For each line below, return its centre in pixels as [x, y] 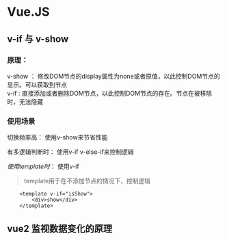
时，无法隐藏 [25, 102]
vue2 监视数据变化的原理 [60, 229]
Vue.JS [28, 12]
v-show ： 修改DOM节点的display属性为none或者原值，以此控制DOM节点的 [113, 76]
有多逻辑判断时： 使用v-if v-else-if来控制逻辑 [71, 152]
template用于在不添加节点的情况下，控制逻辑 [87, 181]
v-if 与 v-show [38, 39]
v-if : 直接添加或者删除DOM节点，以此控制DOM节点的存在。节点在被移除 [110, 93]
